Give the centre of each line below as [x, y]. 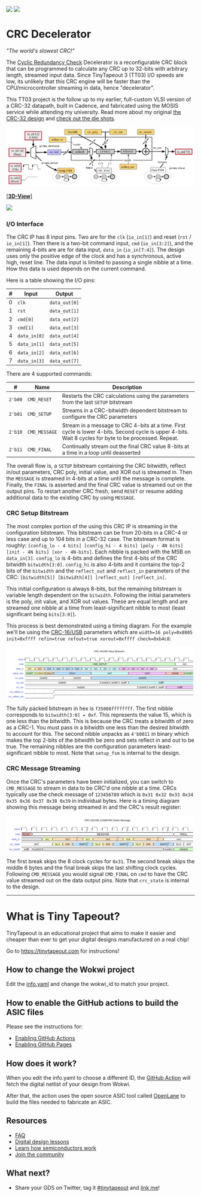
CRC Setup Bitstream [37, 513]
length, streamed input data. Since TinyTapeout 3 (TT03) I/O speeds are [95, 75]
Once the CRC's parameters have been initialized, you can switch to [90, 781]
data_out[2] [64, 319]
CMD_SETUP [39, 414]
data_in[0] [31, 336]
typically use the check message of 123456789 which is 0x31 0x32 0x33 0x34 [100, 794]
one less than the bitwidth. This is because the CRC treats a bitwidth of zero [100, 721]
